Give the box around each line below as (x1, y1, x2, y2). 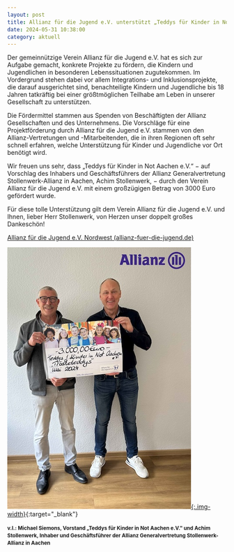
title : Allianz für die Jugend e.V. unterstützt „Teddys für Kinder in (7, 18, 219, 26)
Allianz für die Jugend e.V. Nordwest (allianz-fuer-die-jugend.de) (7, 234, 194, 242)
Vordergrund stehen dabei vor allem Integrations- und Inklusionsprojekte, (7, 75, 218, 84)
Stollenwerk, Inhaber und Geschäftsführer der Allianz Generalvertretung (7, 532, 186, 539)
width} (7, 510, 26, 519)
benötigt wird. (7, 149, 47, 157)
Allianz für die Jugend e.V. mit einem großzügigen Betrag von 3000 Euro (7, 184, 216, 193)
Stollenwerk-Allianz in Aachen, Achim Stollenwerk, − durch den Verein (7, 177, 209, 185)
